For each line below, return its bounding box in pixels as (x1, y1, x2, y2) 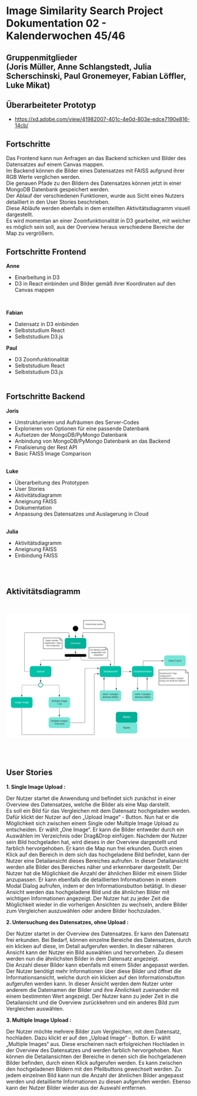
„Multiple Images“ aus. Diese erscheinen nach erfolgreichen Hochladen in (6, 1040, 185, 1047)
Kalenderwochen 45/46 (6, 29, 125, 42)
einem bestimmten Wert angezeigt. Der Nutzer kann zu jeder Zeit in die (6, 992, 178, 999)
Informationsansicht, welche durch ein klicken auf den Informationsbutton (6, 974, 185, 981)
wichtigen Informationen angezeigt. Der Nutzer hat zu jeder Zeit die (6, 895, 169, 902)
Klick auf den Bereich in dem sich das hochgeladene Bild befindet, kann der (6, 851, 190, 858)
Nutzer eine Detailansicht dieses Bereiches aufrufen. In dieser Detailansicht (6, 857, 189, 864)
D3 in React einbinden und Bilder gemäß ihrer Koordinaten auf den (14, 280, 176, 287)
